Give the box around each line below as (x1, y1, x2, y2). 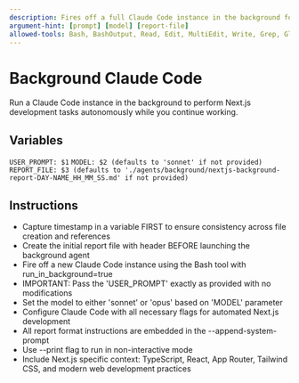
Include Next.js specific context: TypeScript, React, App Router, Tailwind (21, 354, 287, 364)
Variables (9, 133, 64, 148)
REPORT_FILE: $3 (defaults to (9, 166, 122, 175)
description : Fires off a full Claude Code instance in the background (9, 12, 280, 22)
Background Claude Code (9, 68, 203, 88)
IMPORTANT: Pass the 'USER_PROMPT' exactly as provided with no (21, 278, 271, 289)
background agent (21, 249, 91, 260)
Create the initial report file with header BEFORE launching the (21, 240, 251, 250)
